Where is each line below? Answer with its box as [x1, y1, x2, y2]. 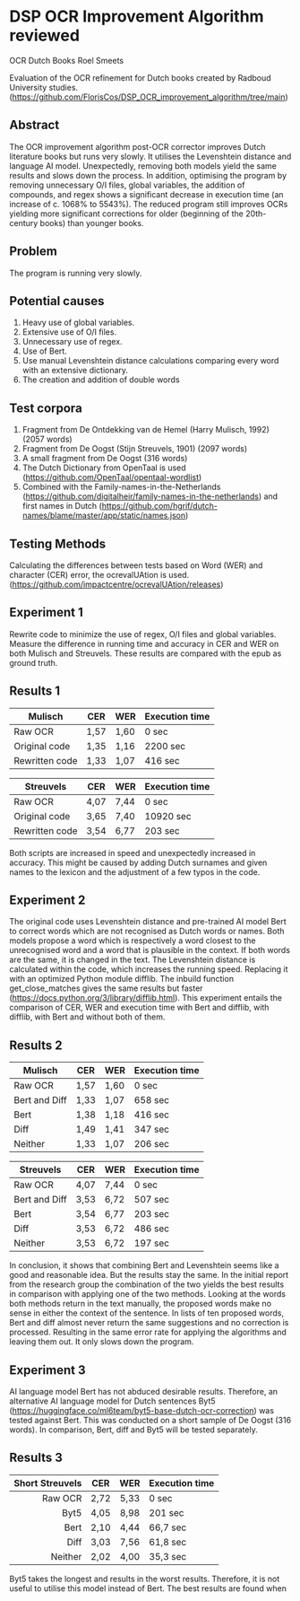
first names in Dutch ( [21, 501, 103, 512]
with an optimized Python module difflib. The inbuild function [9, 974, 235, 984]
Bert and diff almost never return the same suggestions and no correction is [9, 1317, 289, 1328]
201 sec [149, 1506, 184, 1518]
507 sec [133, 1194, 170, 1206]
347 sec [133, 1124, 170, 1136]
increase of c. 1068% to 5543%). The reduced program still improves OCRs [9, 198, 288, 209]
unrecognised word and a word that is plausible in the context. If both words [9, 945, 291, 956]
